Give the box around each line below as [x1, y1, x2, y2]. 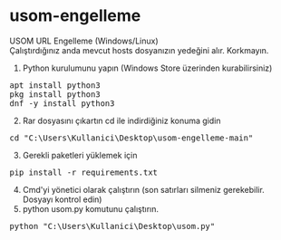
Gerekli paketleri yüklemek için [22, 149, 138, 160]
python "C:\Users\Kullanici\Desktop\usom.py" [9, 221, 216, 231]
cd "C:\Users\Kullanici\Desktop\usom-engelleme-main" [9, 132, 254, 143]
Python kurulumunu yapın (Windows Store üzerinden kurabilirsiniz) [22, 62, 273, 73]
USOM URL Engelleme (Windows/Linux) [9, 35, 159, 46]
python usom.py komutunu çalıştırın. [22, 203, 159, 214]
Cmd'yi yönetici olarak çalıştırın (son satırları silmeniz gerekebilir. [22, 184, 265, 195]
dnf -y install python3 [9, 98, 115, 109]
